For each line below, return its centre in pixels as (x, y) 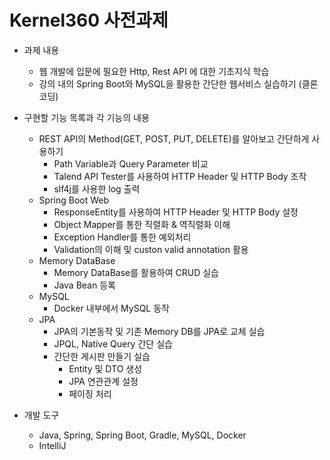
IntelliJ (52, 445)
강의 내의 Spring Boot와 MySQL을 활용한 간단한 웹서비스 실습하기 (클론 (178, 83)
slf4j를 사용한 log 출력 (97, 188)
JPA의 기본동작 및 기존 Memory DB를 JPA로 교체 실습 (159, 331)
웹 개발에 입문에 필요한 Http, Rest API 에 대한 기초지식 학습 (154, 71)
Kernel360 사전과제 (89, 20)
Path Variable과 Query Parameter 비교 (131, 163)
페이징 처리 (90, 393)
